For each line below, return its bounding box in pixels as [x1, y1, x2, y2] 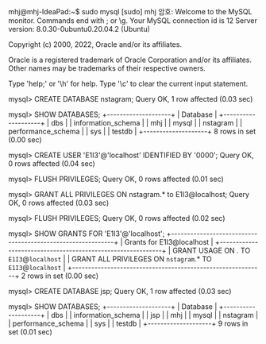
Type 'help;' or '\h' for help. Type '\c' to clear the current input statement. [8, 79, 249, 88]
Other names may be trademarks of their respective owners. [8, 64, 206, 73]
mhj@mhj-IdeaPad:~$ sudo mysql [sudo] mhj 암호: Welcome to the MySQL [8, 7, 253, 16]
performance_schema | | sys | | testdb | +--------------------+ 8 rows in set [8, 126, 256, 136]
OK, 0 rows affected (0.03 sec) [8, 198, 110, 207]
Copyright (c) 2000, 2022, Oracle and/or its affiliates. [8, 40, 183, 49]
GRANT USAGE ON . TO [172, 245, 251, 255]
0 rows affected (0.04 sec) [8, 159, 95, 168]
